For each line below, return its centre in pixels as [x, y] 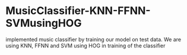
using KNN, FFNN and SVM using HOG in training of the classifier [85, 46]
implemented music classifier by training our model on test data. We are [93, 39]
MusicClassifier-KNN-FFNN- [78, 11]
